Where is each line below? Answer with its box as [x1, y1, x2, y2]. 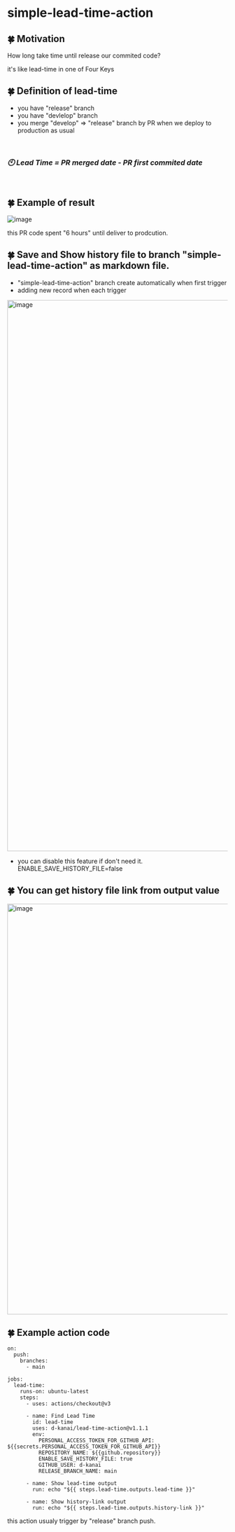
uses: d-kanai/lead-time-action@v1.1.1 [32, 1425, 149, 1432]
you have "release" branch [17, 104, 94, 112]
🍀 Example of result [7, 196, 95, 208]
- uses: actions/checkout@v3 [25, 1400, 111, 1407]
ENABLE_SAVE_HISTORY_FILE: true [38, 1456, 133, 1463]
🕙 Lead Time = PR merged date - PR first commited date [7, 158, 203, 167]
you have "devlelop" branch [17, 111, 98, 120]
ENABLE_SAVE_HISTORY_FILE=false [17, 864, 123, 873]
